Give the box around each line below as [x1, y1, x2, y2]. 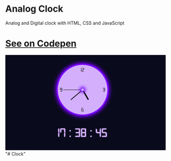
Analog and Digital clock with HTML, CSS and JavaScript [5, 20, 125, 26]
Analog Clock [5, 3, 64, 15]
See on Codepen [5, 38, 77, 49]
